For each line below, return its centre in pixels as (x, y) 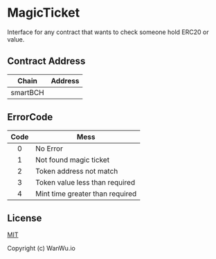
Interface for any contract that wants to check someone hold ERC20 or (108, 32)
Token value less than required (85, 182)
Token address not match (77, 171)
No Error (49, 149)
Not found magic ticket (72, 160)
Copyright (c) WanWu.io (42, 249)
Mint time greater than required (86, 194)
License (25, 218)
